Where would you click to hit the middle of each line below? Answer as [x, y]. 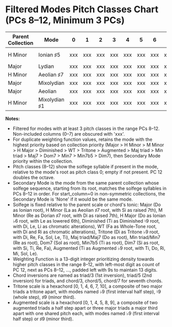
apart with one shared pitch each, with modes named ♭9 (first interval [86, 313]
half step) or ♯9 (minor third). [43, 319]
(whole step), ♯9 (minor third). [44, 297]
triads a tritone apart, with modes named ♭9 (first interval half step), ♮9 [87, 291]
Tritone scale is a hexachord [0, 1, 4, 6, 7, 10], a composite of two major [88, 286]
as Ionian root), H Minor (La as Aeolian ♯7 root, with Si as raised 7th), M [88, 210]
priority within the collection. [43, 161]
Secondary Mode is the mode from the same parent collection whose [86, 183]
